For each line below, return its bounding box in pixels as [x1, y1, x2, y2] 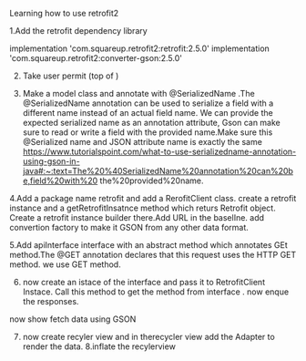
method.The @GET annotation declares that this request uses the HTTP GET [9, 250, 297, 260]
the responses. [22, 296, 79, 306]
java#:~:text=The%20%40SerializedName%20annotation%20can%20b [22, 166, 294, 176]
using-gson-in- [22, 156, 80, 167]
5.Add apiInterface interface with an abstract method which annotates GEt [9, 240, 289, 250]
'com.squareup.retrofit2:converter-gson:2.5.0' [9, 53, 182, 63]
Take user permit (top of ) [22, 70, 119, 81]
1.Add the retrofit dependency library [9, 26, 148, 36]
